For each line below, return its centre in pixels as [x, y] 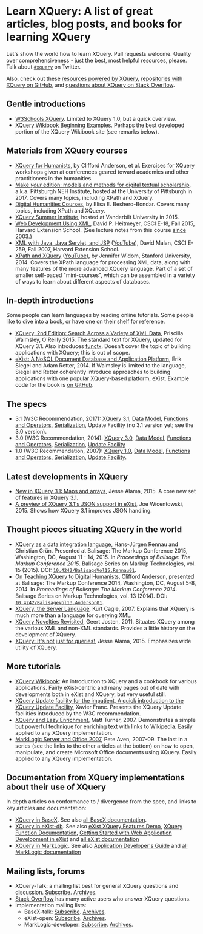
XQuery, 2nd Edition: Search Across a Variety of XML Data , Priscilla [99, 333]
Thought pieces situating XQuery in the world [94, 530]
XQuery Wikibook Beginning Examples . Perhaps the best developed [100, 125]
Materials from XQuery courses [67, 151]
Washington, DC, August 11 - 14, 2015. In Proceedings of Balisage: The [103, 557]
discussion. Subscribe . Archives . [56, 892]
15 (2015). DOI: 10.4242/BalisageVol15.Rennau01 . [75, 570]
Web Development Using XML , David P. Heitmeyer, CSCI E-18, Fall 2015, [105, 223]
